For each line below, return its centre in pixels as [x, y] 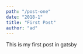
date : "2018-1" [25, 17]
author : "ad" [22, 28]
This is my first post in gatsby [41, 45]
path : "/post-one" [28, 11]
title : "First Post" [31, 22]
